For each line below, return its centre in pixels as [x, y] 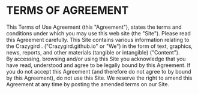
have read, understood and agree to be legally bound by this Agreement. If [98, 65]
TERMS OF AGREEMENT [67, 10]
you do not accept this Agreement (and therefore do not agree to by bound [99, 71]
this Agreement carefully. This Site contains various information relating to [98, 40]
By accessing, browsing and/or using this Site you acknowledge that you [96, 59]
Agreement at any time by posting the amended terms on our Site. [88, 84]
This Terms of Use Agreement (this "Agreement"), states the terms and [94, 27]
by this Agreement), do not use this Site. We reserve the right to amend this [99, 78]
